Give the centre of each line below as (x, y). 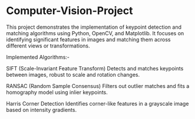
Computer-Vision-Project (70, 11)
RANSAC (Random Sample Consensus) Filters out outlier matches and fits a (98, 86)
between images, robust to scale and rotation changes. (73, 74)
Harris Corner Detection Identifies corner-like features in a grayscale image (97, 103)
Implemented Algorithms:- (38, 57)
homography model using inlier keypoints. (57, 92)
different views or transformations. (48, 46)
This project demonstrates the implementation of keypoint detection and (94, 27)
